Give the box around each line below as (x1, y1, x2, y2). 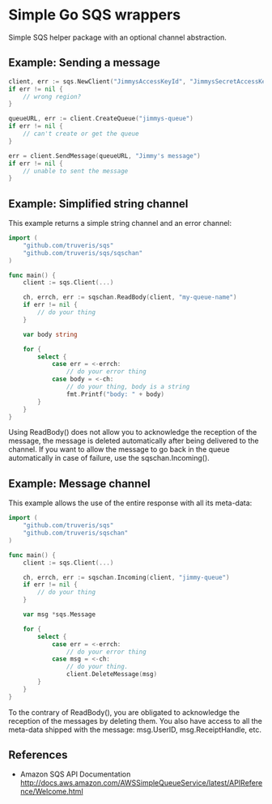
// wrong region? (23, 92, 82, 100)
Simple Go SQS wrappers (8, 6, 181, 24)
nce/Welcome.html (19, 787, 83, 797)
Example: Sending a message (8, 56, 160, 70)
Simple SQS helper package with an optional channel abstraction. (8, 32, 227, 42)
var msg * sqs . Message (23, 610, 96, 619)
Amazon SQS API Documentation (19, 769, 131, 779)
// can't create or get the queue (23, 130, 139, 138)
